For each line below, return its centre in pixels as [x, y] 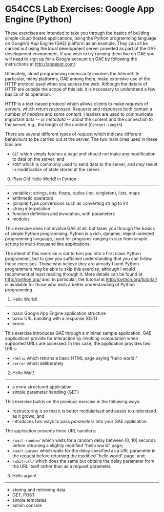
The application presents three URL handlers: [51, 430]
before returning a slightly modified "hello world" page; [68, 445]
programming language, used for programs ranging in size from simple [76, 238]
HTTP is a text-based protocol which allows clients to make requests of [77, 104]
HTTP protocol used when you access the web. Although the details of [76, 84]
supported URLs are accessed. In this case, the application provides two [78, 343]
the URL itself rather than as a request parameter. [62, 466]
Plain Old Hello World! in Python [44, 179]
